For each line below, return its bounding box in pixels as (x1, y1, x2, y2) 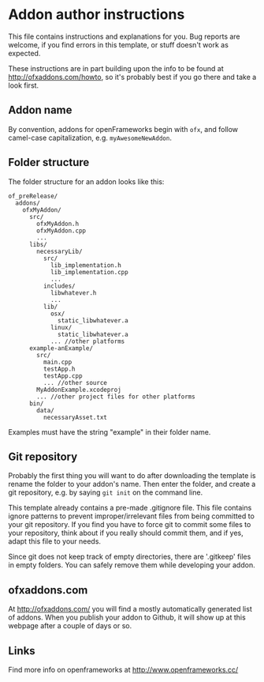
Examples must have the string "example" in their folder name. (8, 427, 211, 436)
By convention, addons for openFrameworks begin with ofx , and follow (8, 124, 239, 134)
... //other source (43, 379, 108, 386)
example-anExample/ (28, 344, 93, 352)
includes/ (43, 282, 76, 290)
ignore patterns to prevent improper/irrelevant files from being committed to (8, 511, 255, 521)
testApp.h (43, 365, 76, 373)
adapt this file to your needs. (8, 537, 101, 546)
